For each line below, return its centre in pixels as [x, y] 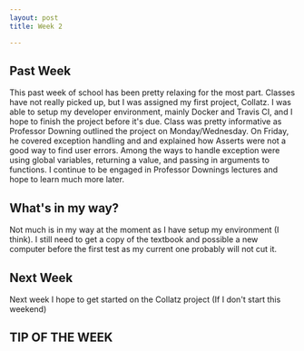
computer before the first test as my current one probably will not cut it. [143, 249]
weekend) [28, 308]
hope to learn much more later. [67, 180]
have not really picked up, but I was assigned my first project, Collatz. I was [151, 102]
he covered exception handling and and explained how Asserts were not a [148, 141]
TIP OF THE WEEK [61, 338]
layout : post [34, 18]
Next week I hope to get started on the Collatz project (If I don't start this [145, 299]
